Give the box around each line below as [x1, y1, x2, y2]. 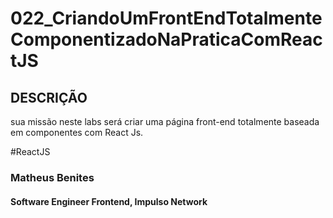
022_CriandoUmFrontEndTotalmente [10, 7, 323, 30]
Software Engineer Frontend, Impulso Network [10, 195, 208, 207]
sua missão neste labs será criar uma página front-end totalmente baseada [10, 116, 320, 127]
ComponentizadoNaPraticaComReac [10, 28, 323, 51]
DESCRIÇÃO [10, 89, 88, 106]
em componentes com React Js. [10, 127, 144, 138]
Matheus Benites [10, 170, 95, 184]
